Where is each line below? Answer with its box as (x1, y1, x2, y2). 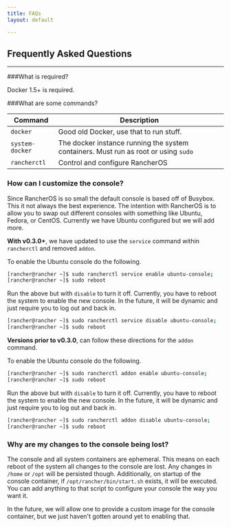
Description (120, 115, 159, 125)
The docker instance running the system (58, 138, 189, 148)
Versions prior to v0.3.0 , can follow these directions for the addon (7, 336, 194, 344)
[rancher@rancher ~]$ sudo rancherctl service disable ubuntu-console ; (7, 317, 217, 324)
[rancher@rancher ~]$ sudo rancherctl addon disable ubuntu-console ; (7, 416, 211, 423)
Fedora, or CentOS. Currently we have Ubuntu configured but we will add (7, 216, 215, 224)
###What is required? (7, 73, 69, 81)
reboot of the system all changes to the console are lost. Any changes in (7, 462, 212, 471)
